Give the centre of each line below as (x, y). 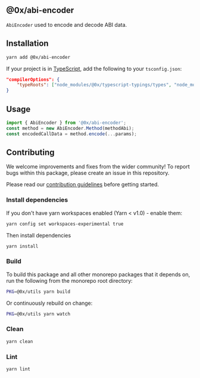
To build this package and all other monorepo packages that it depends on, (98, 274)
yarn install (22, 246)
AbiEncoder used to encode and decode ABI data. (67, 24)
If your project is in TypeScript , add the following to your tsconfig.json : (94, 68)
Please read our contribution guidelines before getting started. (83, 185)
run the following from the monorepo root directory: (69, 280)
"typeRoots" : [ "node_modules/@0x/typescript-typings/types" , (94, 85)
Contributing (30, 152)
